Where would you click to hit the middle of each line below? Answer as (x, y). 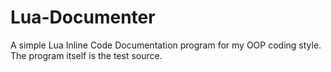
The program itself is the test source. (86, 55)
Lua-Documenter (83, 17)
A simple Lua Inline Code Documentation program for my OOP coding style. (166, 45)
